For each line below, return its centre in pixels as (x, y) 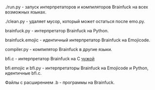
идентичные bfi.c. (24, 73)
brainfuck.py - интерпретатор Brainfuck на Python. (57, 31)
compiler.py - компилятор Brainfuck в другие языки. (59, 49)
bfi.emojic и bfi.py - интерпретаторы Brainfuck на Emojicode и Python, (77, 68)
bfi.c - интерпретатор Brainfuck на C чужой (50, 59)
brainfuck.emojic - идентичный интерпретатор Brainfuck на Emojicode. (78, 40)
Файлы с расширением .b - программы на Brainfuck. (60, 82)
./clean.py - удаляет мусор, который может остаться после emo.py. (75, 21)
